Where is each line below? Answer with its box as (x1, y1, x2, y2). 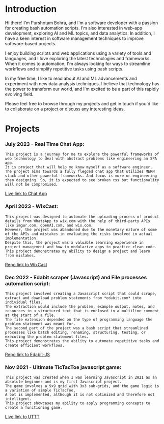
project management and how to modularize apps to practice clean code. (5, 244, 157, 249)
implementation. (5, 235, 38, 241)
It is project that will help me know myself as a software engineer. (5, 165, 153, 170)
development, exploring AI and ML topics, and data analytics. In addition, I (5, 30, 155, 36)
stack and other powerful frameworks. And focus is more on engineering (5, 173, 157, 178)
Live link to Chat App (5, 191, 48, 196)
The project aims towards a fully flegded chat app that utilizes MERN (5, 169, 155, 174)
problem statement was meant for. (5, 322, 76, 326)
